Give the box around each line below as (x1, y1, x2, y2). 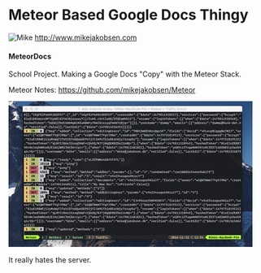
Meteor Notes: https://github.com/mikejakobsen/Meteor (8, 85, 196, 95)
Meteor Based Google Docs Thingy (8, 6, 249, 24)
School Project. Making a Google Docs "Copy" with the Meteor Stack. (8, 69, 241, 79)
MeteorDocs (8, 51, 51, 61)
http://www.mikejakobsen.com (34, 32, 137, 42)
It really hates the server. (8, 255, 92, 265)
